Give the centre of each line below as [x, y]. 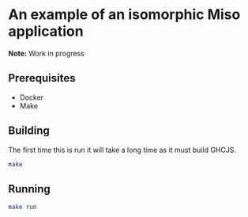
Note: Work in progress [46, 53]
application [46, 31]
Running [30, 189]
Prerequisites [42, 78]
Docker [32, 97]
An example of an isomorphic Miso [124, 15]
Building [29, 131]
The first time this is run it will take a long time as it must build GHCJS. [122, 150]
